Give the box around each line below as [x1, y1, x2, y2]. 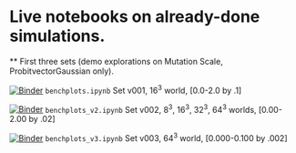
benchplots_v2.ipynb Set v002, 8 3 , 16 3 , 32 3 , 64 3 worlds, [45, 102, 257, 115]
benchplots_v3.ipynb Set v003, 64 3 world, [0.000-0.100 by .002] [45, 131, 289, 143]
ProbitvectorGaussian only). [9, 66, 115, 76]
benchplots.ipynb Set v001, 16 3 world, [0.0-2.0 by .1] [45, 83, 242, 96]
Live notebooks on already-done [9, 6, 260, 27]
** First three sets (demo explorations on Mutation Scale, [9, 56, 223, 66]
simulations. [9, 25, 106, 46]
